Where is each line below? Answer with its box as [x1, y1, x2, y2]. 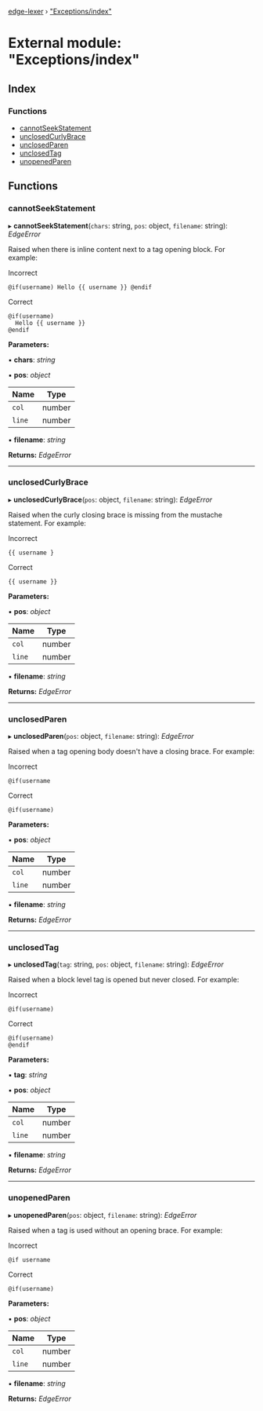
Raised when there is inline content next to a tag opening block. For [8, 244, 225, 254]
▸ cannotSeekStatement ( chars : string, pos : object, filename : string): [8, 221, 229, 230]
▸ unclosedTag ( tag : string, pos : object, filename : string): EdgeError [8, 960, 225, 969]
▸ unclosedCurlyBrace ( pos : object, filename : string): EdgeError [8, 495, 213, 504]
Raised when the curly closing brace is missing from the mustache [8, 510, 223, 519]
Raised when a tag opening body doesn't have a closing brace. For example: [8, 747, 255, 756]
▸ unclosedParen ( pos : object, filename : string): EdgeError [8, 732, 194, 741]
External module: [8, 35, 122, 52]
